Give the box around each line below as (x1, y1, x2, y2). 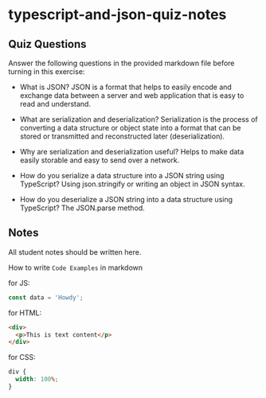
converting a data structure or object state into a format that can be (19, 123, 241, 132)
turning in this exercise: (8, 67, 85, 76)
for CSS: (8, 353, 36, 362)
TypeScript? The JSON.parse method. (19, 203, 145, 213)
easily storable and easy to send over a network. (19, 155, 180, 165)
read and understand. (19, 99, 92, 108)
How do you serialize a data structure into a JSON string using (19, 171, 225, 180)
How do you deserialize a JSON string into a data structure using (19, 195, 233, 204)
